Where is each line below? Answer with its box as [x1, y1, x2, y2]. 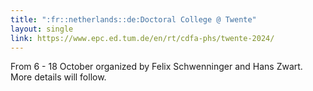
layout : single [10, 24, 74, 34]
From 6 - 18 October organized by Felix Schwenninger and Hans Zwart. [10, 61, 303, 73]
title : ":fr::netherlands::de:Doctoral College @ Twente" [10, 14, 257, 25]
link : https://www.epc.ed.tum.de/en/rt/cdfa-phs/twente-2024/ [10, 33, 275, 43]
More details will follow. [10, 71, 107, 83]
